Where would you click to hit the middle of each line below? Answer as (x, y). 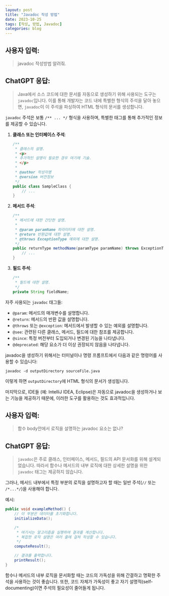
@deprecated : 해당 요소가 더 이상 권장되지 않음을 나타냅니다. (71, 344)
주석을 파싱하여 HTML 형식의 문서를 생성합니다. (97, 107)
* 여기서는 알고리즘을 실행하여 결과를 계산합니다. (60, 532)
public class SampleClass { (42, 186)
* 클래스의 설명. (30, 149)
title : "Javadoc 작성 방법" (32, 15)
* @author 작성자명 (33, 172)
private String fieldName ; (41, 292)
